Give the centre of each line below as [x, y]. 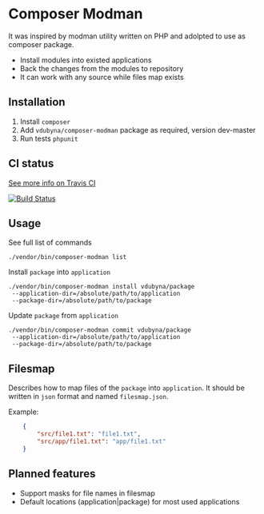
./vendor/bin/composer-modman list [68, 257]
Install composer [45, 122]
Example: [24, 412]
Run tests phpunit [49, 138]
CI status [31, 163]
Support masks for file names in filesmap [88, 493]
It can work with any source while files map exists [102, 77]
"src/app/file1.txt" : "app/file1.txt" [102, 441]
